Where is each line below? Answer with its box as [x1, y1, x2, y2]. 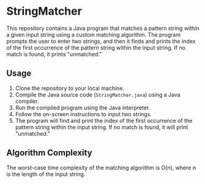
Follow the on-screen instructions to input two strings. [15, 110, 152, 117]
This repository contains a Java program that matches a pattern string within [6, 24, 199, 32]
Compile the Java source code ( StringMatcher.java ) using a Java [15, 90, 181, 98]
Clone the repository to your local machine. [15, 84, 124, 92]
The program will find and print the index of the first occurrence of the [15, 117, 193, 124]
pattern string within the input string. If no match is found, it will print [15, 123, 188, 131]
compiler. [15, 97, 39, 105]
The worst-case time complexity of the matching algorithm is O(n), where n [6, 164, 196, 171]
